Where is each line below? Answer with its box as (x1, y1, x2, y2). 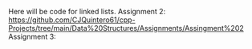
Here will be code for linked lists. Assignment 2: (8, 7, 166, 16)
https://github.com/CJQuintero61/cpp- (8, 15, 136, 24)
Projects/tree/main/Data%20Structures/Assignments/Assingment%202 (8, 24, 245, 32)
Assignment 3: (8, 32, 56, 41)
